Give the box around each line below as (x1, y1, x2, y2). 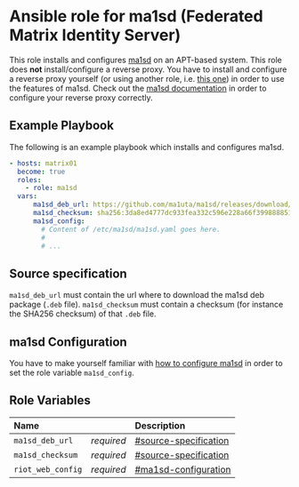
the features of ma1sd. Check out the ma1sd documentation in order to (9, 83, 267, 93)
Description (134, 419, 186, 432)
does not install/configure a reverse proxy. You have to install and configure (9, 64, 287, 75)
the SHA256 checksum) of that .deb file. (9, 308, 158, 319)
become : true (17, 167, 66, 176)
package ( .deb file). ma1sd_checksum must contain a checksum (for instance (9, 299, 284, 310)
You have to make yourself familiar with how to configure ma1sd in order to (9, 358, 283, 368)
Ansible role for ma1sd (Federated (9, 6, 264, 27)
